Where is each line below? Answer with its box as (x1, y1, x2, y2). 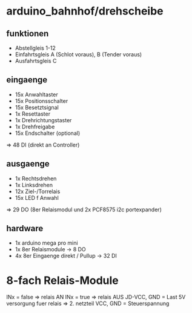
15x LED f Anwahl (15, 194, 59, 201)
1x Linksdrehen (15, 181, 53, 188)
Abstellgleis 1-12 (15, 44, 56, 51)
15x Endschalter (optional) (15, 129, 81, 137)
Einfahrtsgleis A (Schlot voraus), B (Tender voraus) (15, 51, 142, 58)
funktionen (6, 28, 49, 39)
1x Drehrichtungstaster (15, 116, 72, 124)
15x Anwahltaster (15, 91, 59, 98)
